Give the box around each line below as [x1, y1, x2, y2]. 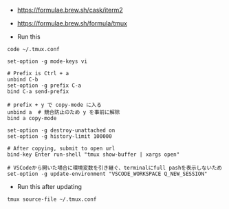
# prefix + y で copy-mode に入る [7, 101, 102, 108]
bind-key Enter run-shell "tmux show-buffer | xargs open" [7, 151, 180, 158]
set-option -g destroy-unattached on [7, 127, 116, 134]
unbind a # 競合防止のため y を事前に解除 [7, 109, 120, 116]
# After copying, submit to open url [7, 145, 116, 152]
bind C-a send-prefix [7, 88, 69, 95]
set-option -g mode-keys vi [7, 58, 88, 65]
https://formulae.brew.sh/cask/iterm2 [17, 6, 124, 14]
